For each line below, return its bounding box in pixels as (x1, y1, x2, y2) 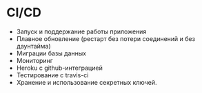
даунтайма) (16, 42, 51, 50)
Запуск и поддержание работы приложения (16, 27, 147, 36)
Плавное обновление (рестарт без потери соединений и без (16, 34, 196, 42)
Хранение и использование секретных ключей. (16, 78, 157, 86)
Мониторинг (16, 56, 53, 64)
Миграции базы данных (16, 49, 87, 57)
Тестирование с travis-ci (16, 70, 89, 79)
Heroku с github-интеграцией (16, 64, 103, 72)
